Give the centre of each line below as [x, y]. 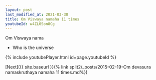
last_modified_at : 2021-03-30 [37, 14]
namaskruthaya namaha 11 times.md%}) [46, 72]
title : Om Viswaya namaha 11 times [42, 19]
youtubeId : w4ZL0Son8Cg [30, 24]
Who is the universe [33, 47]
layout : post [19, 10]
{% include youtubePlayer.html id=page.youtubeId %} [61, 57]
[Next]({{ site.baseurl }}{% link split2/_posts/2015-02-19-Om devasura [78, 67]
